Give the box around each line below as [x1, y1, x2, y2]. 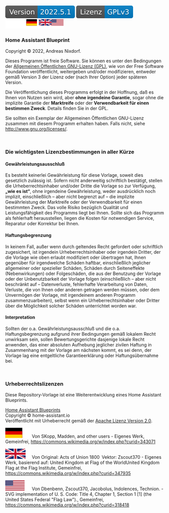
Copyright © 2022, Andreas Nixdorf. [5, 48, 81, 54]
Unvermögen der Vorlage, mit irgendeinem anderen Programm [5, 292, 136, 298]
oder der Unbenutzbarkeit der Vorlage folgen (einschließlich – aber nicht [5, 275, 156, 282]
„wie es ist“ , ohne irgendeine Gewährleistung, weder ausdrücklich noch [5, 188, 156, 194]
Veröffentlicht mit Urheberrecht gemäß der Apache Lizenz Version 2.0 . [5, 418, 153, 424]
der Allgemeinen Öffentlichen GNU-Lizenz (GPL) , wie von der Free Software [5, 63, 164, 69]
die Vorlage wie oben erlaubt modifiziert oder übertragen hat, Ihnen [5, 254, 146, 260]
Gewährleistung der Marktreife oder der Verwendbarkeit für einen [5, 199, 143, 205]
